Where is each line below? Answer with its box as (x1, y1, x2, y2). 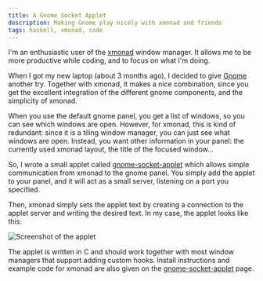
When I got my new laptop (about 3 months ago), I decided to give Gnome (8, 71, 247, 81)
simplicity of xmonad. (8, 96, 77, 106)
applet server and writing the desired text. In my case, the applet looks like (8, 209, 249, 218)
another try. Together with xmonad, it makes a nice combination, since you (8, 79, 249, 89)
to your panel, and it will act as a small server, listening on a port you (8, 177, 229, 186)
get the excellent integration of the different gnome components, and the (8, 88, 243, 97)
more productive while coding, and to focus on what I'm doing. (8, 56, 211, 65)
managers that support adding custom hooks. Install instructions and (8, 256, 230, 265)
